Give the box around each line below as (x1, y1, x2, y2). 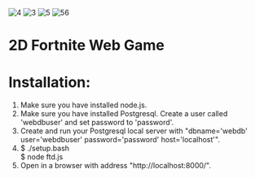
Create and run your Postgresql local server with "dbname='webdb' (20, 126, 248, 136)
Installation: (8, 73, 91, 92)
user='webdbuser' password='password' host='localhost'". (20, 135, 220, 145)
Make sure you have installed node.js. (20, 100, 147, 110)
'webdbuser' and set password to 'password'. (20, 118, 174, 128)
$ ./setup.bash (20, 143, 70, 154)
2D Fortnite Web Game (8, 37, 165, 54)
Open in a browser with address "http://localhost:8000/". (20, 161, 212, 171)
